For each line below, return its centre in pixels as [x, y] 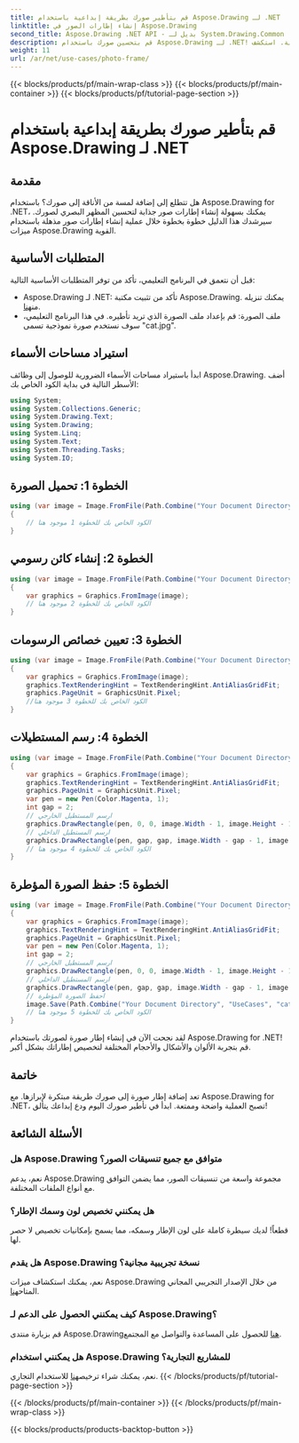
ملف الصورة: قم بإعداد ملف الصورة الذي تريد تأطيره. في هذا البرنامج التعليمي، [152, 315]
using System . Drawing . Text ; [62, 417]
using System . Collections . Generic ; [76, 408]
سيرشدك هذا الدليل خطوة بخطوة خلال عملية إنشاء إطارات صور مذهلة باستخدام [142, 221]
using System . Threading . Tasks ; [68, 449]
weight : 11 [30, 51]
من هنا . [31, 306]
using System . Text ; [46, 441]
